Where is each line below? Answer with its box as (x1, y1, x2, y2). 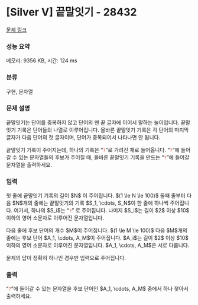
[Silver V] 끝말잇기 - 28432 (6, 5, 137, 19)
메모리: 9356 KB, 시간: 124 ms (6, 57, 77, 64)
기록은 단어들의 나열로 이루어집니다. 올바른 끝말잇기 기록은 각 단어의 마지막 (17, 126, 189, 134)
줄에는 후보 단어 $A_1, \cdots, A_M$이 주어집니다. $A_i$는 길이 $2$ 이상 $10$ (6, 234, 189, 242)
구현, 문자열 (6, 88, 34, 95)
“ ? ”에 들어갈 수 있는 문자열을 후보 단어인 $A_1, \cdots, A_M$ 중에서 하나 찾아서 (6, 285, 189, 293)
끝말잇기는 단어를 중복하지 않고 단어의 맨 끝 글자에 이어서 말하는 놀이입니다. (6, 119, 180, 126)
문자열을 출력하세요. (6, 161, 52, 168)
